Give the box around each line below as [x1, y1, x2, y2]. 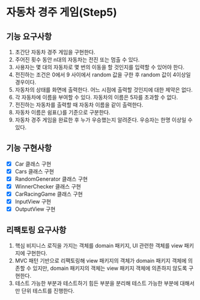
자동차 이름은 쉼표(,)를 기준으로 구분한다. [14, 109, 111, 116]
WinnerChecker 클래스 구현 [14, 183, 81, 190]
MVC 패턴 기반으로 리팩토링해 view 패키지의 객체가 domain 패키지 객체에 [14, 257, 187, 264]
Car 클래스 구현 [14, 160, 52, 167]
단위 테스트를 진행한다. [21, 287, 75, 295]
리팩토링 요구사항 [6, 225, 67, 235]
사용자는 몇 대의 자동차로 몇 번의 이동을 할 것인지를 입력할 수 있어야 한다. [14, 64, 185, 70]
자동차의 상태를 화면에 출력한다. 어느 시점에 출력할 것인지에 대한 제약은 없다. [14, 86, 193, 93]
